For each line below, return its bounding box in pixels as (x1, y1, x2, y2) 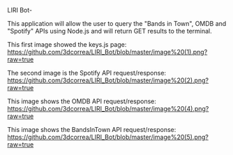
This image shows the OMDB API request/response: (7, 97, 157, 105)
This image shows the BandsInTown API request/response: (7, 126, 176, 133)
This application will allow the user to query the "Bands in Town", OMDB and (7, 20, 227, 27)
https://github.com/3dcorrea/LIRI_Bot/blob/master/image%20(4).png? (7, 105, 209, 112)
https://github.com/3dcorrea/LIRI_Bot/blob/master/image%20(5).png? (7, 133, 209, 141)
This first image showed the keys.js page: (7, 40, 127, 48)
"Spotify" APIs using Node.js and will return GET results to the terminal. (7, 27, 212, 35)
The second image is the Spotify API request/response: (7, 69, 166, 77)
